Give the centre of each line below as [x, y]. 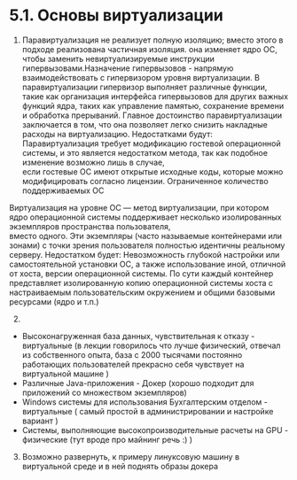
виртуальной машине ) [65, 374]
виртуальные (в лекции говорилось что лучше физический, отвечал [151, 345]
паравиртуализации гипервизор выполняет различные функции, [145, 87]
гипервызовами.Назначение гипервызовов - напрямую [128, 68]
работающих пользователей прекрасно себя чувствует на [133, 364]
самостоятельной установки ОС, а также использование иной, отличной [148, 264]
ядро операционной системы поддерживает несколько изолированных [145, 217]
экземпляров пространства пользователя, [90, 226]
